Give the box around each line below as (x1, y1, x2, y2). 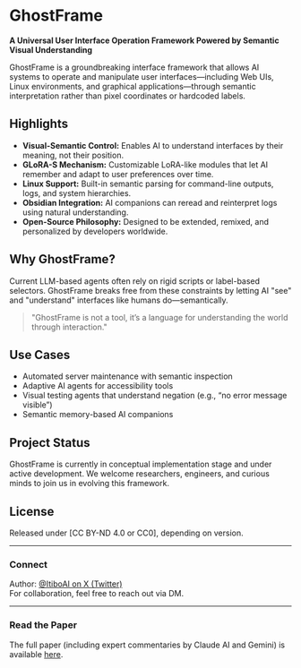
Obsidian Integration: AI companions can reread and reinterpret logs (21, 197, 278, 208)
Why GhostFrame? (9, 252, 116, 267)
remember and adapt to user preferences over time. (21, 168, 214, 179)
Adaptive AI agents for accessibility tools (21, 381, 174, 391)
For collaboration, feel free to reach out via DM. (9, 588, 185, 599)
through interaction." (30, 321, 107, 332)
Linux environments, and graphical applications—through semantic (9, 81, 257, 91)
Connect (9, 558, 47, 570)
